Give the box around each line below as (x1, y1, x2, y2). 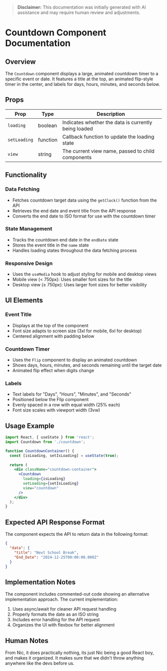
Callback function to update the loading (62, 133, 155, 140)
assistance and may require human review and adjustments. (17, 9, 141, 15)
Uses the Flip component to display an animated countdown (12, 357, 137, 363)
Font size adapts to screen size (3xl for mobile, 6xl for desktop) (12, 328, 142, 334)
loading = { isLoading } (23, 476, 66, 481)
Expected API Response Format (5, 518, 105, 526)
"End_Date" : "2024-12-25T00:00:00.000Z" (14, 555, 99, 560)
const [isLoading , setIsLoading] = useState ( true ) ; (9, 453, 119, 458)
